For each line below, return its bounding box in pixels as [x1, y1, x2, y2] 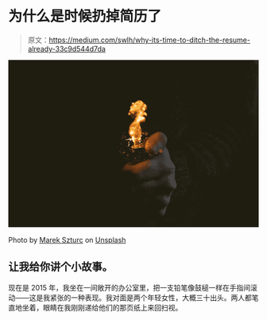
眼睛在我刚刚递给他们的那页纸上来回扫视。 [42, 302, 183, 312]
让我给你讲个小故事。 [8, 260, 113, 274]
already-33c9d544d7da [27, 44, 106, 53]
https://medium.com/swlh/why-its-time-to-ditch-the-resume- [48, 35, 250, 45]
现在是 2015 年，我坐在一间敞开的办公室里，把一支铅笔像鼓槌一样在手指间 [8, 283, 251, 292]
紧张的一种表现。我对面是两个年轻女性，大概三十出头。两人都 [49, 292, 252, 302]
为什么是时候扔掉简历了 [8, 7, 162, 25]
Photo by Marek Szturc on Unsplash [8, 236, 126, 245]
